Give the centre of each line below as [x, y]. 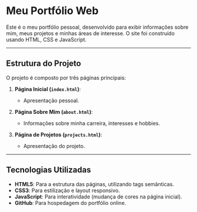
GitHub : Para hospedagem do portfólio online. [70, 203]
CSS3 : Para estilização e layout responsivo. [67, 190]
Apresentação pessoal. [51, 100]
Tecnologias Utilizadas [49, 170]
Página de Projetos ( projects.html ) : [58, 134]
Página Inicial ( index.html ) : [47, 89]
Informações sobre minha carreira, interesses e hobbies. [91, 123]
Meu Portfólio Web [52, 11]
